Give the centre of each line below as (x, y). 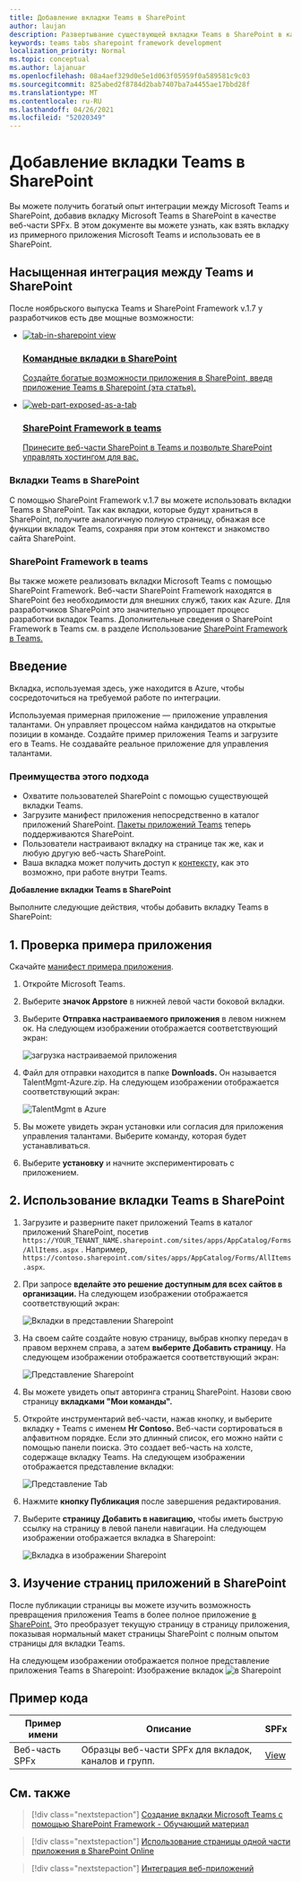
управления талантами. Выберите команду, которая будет (134, 1136)
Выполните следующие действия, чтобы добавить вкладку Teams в (139, 907)
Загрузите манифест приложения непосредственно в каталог (141, 815)
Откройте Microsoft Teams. (73, 983)
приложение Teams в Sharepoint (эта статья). (109, 388)
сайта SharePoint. (43, 538)
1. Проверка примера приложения (111, 945)
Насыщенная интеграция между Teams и (131, 273)
